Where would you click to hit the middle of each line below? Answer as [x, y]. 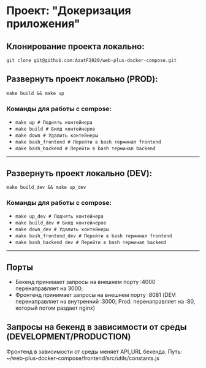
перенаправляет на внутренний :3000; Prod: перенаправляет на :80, [105, 302]
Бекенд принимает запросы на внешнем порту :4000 [85, 282]
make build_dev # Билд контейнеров [61, 223]
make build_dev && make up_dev [46, 187]
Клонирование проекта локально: [76, 46]
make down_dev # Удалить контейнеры [62, 230]
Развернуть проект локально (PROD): [82, 79]
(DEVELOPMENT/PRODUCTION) [69, 337]
